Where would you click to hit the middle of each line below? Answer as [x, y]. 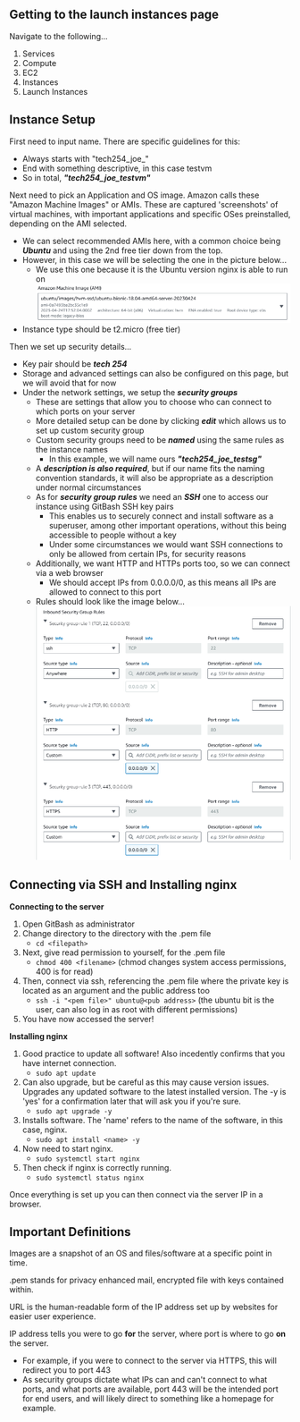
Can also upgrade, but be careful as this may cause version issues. [146, 1082]
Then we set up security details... [71, 347]
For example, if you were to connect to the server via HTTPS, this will [149, 1361]
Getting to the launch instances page [114, 15]
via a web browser [70, 573]
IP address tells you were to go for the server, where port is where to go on [148, 1334]
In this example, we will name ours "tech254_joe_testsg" [155, 459]
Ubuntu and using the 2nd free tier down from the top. [122, 250]
